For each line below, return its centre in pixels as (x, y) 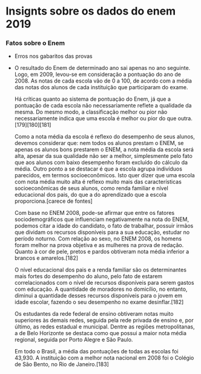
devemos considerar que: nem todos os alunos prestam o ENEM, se (99, 143)
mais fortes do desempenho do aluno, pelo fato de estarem (88, 276)
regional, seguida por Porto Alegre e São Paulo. (74, 340)
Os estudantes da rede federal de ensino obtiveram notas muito (94, 314)
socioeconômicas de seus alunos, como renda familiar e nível (91, 188)
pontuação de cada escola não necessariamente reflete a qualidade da (103, 106)
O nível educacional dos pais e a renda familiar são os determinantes (100, 270)
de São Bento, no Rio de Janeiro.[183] (62, 364)
